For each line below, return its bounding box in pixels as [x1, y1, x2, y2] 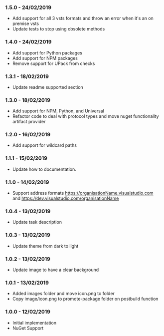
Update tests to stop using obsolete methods [12, 26, 105, 32]
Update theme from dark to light [12, 243, 79, 249]
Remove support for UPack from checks [12, 60, 95, 66]
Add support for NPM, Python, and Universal [12, 108, 105, 114]
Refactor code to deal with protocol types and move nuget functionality [12, 113, 159, 119]
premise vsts [12, 20, 39, 26]
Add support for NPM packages [12, 55, 78, 61]
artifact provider [12, 119, 46, 125]
